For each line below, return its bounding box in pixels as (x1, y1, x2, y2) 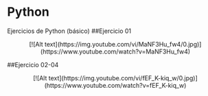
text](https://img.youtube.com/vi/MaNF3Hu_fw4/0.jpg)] (44, 40, 202, 48)
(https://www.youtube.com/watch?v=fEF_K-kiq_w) (44, 81, 187, 89)
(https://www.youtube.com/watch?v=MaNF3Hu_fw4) (40, 47, 191, 56)
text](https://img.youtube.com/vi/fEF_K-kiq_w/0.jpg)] (48, 73, 198, 82)
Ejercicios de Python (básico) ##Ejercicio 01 (7, 27, 132, 35)
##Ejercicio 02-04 (7, 60, 59, 69)
